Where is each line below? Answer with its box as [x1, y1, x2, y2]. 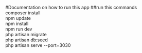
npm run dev [5, 26, 32, 32]
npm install [5, 20, 29, 26]
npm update [5, 15, 31, 21]
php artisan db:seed [5, 37, 48, 43]
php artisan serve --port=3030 [5, 42, 71, 48]
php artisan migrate [5, 32, 47, 37]
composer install [5, 10, 41, 16]
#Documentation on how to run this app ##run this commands [5, 5, 137, 10]
